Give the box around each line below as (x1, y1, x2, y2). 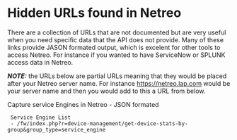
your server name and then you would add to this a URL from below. (7, 87, 206, 95)
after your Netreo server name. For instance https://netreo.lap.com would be (7, 79, 231, 87)
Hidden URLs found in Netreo (7, 5, 182, 21)
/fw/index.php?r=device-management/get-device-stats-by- (16, 120, 189, 127)
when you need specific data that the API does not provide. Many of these (7, 35, 224, 44)
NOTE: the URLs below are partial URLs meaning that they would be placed (7, 72, 227, 80)
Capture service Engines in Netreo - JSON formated (7, 100, 159, 108)
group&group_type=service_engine (7, 126, 106, 133)
